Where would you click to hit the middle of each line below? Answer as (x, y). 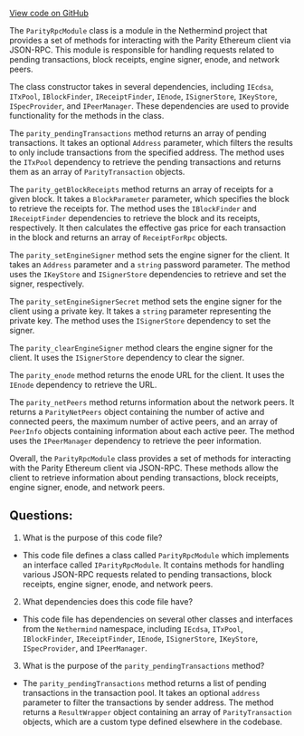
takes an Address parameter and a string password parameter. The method (150, 265)
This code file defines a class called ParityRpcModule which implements (156, 555)
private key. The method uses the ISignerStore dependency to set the (140, 320)
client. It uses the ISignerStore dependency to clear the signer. (127, 358)
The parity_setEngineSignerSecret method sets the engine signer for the (146, 301)
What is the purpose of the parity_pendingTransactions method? (143, 665)
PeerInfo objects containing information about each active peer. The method (152, 431)
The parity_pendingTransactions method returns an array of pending (138, 133)
